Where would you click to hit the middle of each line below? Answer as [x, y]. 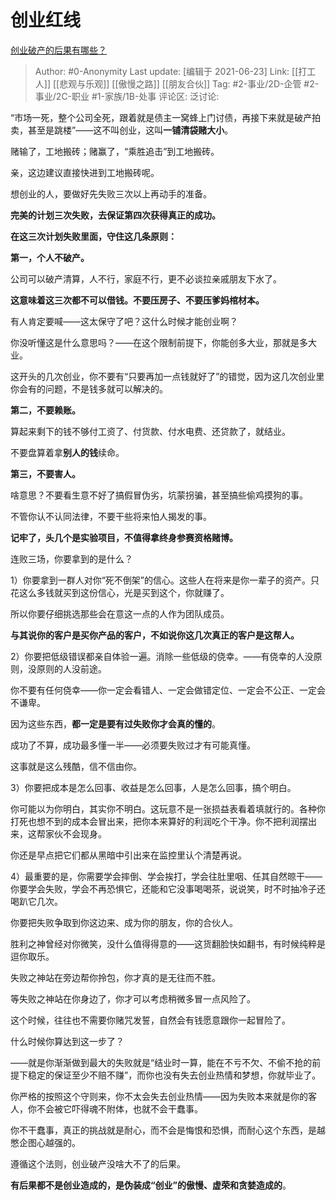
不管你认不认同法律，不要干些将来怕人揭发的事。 [111, 516]
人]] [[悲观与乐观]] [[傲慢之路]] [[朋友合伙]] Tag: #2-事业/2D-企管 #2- [177, 83]
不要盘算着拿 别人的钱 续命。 [67, 452]
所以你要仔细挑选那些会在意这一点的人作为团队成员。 [120, 613]
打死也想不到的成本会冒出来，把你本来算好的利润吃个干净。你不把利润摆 [159, 821]
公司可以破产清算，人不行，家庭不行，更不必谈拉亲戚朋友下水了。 [146, 278]
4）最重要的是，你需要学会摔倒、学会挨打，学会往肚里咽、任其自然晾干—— [166, 876]
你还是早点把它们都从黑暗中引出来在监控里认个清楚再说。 [128, 855]
